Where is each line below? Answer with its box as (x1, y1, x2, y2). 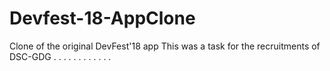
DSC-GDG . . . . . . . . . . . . (9, 50, 112, 62)
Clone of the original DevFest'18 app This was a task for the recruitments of (9, 40, 321, 52)
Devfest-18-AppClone (9, 7, 196, 30)
